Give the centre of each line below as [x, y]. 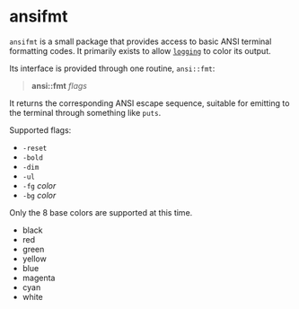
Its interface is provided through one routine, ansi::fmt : [112, 68]
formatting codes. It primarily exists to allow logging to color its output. [140, 50]
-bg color [39, 195]
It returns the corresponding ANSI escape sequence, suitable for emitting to [149, 103]
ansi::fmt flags [59, 85]
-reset [35, 148]
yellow [34, 259]
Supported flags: [40, 130]
